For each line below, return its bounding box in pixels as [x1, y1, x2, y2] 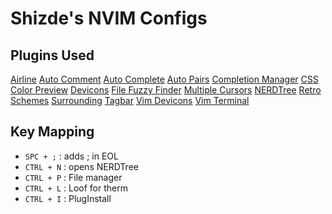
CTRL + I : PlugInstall [24, 192, 112, 204]
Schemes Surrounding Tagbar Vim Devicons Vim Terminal [10, 95, 250, 106]
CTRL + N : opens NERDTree [24, 160, 139, 172]
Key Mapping [10, 123, 95, 141]
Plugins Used [10, 47, 95, 64]
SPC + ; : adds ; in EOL [24, 150, 119, 162]
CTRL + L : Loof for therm [24, 182, 128, 194]
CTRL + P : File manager [24, 171, 123, 183]
